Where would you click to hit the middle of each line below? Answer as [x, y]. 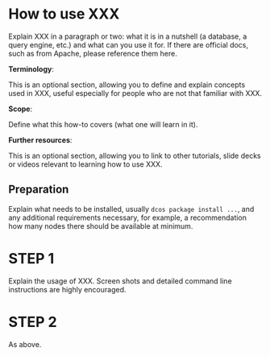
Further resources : [40, 140]
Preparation [39, 190]
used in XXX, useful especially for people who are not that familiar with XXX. [135, 93]
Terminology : [31, 68]
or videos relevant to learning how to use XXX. [85, 164]
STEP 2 [33, 322]
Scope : [21, 109]
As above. [25, 344]
